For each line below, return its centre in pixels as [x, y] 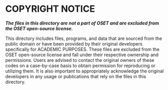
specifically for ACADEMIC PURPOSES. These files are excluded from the [82, 49]
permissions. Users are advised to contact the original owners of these [80, 60]
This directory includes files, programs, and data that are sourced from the [84, 38]
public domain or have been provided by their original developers [74, 43]
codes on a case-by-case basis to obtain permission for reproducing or [80, 65]
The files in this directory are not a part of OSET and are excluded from [82, 23]
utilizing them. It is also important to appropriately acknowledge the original [85, 71]
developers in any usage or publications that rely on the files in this [76, 76]
